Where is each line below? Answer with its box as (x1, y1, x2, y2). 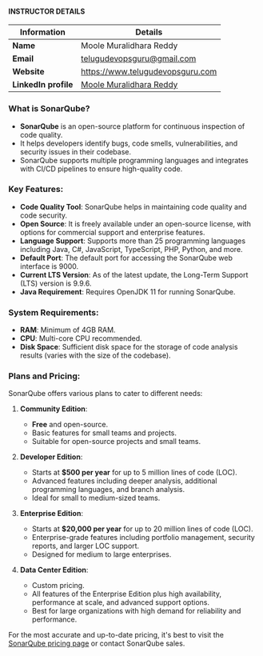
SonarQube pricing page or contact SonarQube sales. (8, 638, 185, 648)
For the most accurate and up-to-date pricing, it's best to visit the (8, 630, 224, 640)
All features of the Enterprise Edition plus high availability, (31, 589, 222, 599)
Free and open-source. (31, 420, 109, 430)
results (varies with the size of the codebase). (19, 350, 171, 360)
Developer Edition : (19, 452, 83, 462)
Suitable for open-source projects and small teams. (31, 437, 201, 446)
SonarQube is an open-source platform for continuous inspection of (19, 121, 245, 131)
